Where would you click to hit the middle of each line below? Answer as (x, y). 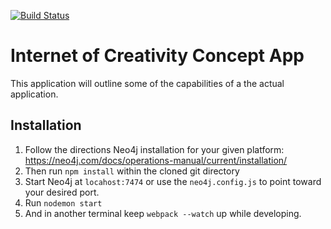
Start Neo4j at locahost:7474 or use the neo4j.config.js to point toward (173, 181)
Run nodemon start (63, 202)
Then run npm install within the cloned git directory (132, 171)
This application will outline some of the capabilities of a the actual (147, 83)
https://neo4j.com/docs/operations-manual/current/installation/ (156, 160)
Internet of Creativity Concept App (157, 56)
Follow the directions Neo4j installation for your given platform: (154, 149)
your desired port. (62, 192)
